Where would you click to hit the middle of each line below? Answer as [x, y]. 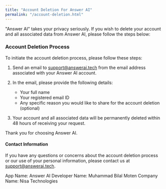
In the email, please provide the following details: [63, 82]
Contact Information [27, 144]
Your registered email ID [45, 97]
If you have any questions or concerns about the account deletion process [82, 155]
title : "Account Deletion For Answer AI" [49, 10]
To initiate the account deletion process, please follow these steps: [74, 57]
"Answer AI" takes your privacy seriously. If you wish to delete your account [83, 28]
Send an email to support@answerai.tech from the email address [79, 67]
